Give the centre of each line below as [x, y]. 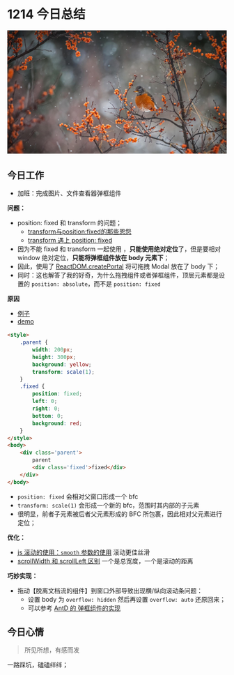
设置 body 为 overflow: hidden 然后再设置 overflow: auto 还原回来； [127, 599]
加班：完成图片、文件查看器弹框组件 [69, 193]
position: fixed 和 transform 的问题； [69, 223]
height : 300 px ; [54, 357]
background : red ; [57, 423]
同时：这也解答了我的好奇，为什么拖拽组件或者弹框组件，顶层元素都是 [118, 275]
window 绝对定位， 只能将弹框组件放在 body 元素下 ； [93, 258]
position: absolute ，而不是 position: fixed [96, 284]
